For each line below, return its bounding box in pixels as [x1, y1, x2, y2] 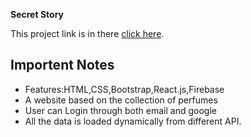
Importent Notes [10, 57, 115, 74]
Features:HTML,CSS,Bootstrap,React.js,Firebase [24, 83, 225, 95]
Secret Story [10, 9, 64, 20]
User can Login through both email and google [24, 104, 217, 116]
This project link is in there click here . [10, 28, 165, 39]
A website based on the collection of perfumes [24, 94, 218, 106]
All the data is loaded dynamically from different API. [24, 115, 242, 127]
